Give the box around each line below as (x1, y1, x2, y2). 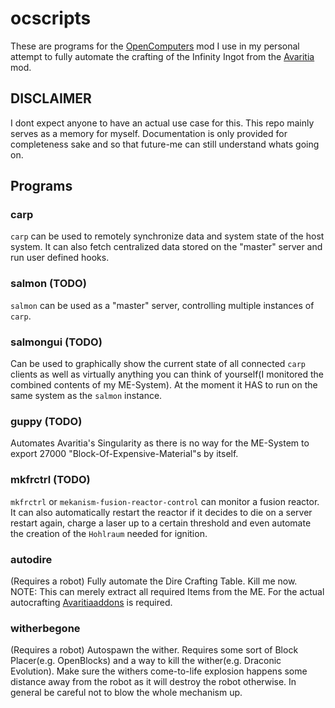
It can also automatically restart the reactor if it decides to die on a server (10, 506, 313, 518)
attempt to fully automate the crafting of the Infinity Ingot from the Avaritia (10, 50, 315, 62)
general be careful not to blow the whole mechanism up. (10, 687, 243, 699)
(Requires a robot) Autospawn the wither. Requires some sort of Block (10, 644, 299, 656)
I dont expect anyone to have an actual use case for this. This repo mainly (10, 117, 315, 129)
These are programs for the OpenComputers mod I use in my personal (10, 40, 300, 52)
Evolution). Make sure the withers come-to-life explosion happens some (10, 665, 308, 677)
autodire (10, 552, 53, 566)
